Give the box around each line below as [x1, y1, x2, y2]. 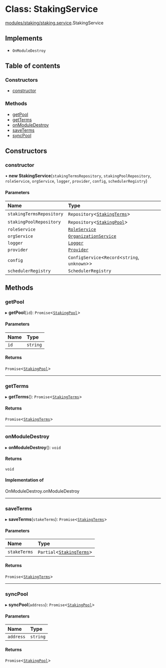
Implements [5, 34, 43, 43]
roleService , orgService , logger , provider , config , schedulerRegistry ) [5, 178, 148, 184]
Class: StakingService [5, 3, 98, 15]
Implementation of [5, 477, 44, 483]
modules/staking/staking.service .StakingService [5, 20, 104, 26]
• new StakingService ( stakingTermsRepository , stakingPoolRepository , [5, 173, 152, 179]
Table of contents [5, 62, 60, 70]
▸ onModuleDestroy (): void [5, 444, 61, 450]
